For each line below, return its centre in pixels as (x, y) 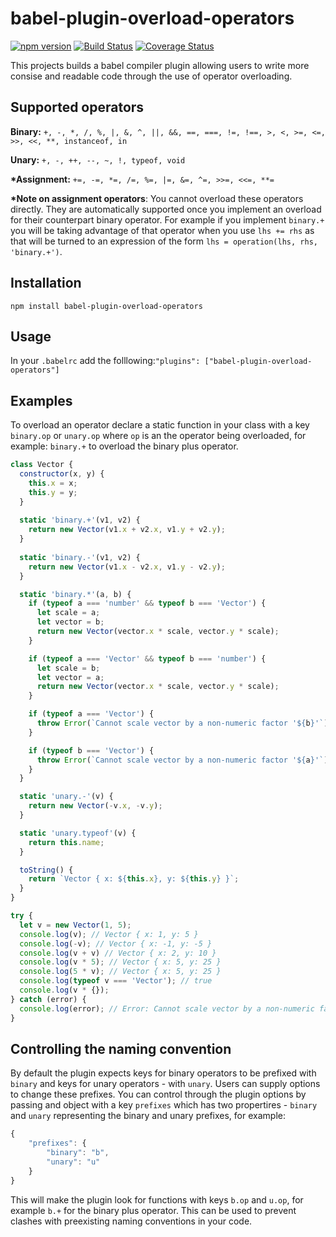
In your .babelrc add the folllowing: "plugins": (105, 361)
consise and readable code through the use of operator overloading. (151, 76)
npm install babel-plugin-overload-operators (106, 306)
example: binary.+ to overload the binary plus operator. (124, 446)
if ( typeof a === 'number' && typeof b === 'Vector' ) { (147, 603)
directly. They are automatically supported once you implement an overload (166, 209)
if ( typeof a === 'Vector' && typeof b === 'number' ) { (147, 658)
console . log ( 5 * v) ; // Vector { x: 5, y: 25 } (120, 972)
